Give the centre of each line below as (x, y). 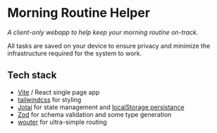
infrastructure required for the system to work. (75, 53)
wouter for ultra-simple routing (62, 122)
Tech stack (32, 75)
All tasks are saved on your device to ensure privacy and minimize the (109, 45)
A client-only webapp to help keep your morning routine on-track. (103, 32)
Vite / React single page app (58, 92)
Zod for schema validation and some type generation (94, 114)
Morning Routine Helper (79, 13)
